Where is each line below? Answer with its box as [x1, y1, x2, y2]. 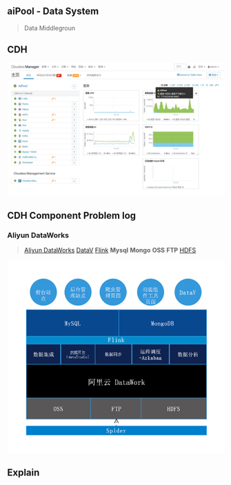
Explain [7, 466, 40, 478]
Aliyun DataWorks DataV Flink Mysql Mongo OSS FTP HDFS [23, 246, 197, 255]
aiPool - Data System [7, 6, 99, 17]
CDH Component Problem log [7, 210, 137, 221]
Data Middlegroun [23, 23, 76, 32]
